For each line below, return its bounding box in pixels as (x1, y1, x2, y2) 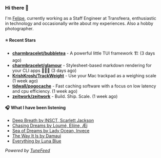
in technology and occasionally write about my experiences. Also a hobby (5, 20, 154, 26)
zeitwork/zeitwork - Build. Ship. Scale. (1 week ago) (12, 93, 118, 99)
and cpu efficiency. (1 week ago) (12, 88, 78, 94)
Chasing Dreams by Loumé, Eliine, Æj (12, 123, 88, 128)
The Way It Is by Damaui (12, 133, 61, 139)
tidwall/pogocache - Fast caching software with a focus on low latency (12, 83, 156, 89)
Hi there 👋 (5, 4, 29, 11)
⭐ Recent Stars (5, 37, 36, 43)
